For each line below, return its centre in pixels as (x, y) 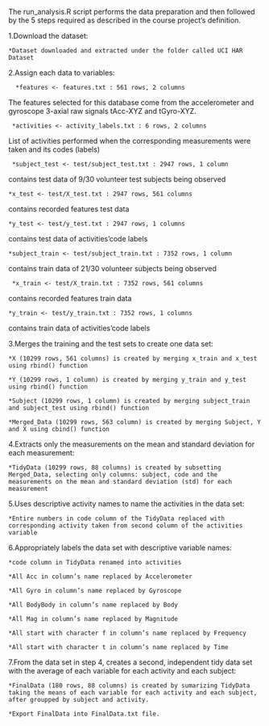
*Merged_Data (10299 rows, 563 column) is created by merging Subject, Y (135, 422)
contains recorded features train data (70, 298)
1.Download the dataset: (48, 36)
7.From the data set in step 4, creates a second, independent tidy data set (130, 662)
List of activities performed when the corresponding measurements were (130, 141)
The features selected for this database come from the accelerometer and (131, 103)
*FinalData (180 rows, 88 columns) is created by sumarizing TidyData (129, 686)
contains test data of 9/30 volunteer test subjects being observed (117, 179)
